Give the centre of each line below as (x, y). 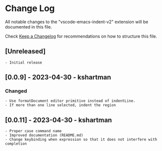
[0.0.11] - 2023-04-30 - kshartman (59, 120)
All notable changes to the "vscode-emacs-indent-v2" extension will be (77, 22)
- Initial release (24, 62)
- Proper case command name (33, 131)
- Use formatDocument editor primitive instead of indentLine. (70, 101)
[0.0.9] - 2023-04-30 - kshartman (58, 77)
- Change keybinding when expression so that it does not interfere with (81, 140)
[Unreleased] (25, 51)
